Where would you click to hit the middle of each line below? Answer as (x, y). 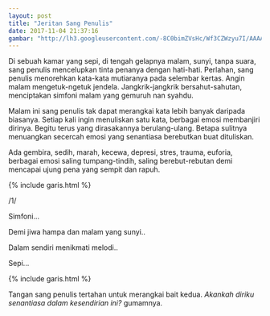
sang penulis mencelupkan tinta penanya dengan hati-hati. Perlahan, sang (131, 70)
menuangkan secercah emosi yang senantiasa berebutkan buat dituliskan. (131, 137)
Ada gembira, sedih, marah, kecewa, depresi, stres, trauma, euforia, (121, 152)
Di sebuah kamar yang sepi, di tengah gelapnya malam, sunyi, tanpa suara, (132, 61)
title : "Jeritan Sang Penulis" (61, 23)
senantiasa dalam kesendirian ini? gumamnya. (86, 303)
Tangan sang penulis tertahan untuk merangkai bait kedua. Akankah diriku (131, 294)
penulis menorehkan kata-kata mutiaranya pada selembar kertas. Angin (127, 78)
